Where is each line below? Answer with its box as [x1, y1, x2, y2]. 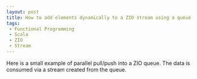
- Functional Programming [8, 26, 75, 32]
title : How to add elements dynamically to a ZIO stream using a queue [6, 15, 191, 21]
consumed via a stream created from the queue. [6, 66, 127, 73]
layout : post [6, 9, 39, 15]
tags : [6, 20, 20, 26]
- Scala [8, 32, 28, 38]
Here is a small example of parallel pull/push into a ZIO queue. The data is [6, 59, 190, 67]
